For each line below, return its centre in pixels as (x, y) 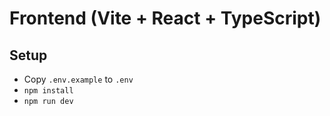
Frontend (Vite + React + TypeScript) (165, 18)
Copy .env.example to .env (78, 79)
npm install (48, 91)
